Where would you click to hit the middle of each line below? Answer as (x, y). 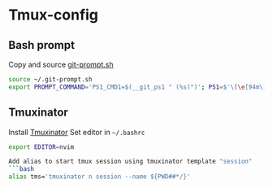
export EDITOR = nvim (41, 147)
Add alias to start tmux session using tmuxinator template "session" (130, 162)
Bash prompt (42, 45)
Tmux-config (54, 15)
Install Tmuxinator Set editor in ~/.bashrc (77, 132)
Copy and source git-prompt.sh (61, 64)
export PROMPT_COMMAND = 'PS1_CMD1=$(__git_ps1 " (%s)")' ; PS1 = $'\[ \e (127, 87)
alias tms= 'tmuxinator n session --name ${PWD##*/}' (100, 177)
